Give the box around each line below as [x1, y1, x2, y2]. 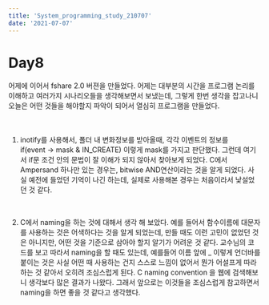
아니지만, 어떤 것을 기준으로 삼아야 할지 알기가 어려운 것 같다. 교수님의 [28, 238, 247, 247]
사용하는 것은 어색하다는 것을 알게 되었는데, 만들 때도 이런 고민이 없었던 [28, 227, 251, 237]
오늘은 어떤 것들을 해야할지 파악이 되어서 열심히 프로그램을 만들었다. [8, 101, 220, 110]
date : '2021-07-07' [8, 19, 74, 27]
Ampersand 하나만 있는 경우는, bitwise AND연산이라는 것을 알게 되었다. [19, 165, 247, 175]
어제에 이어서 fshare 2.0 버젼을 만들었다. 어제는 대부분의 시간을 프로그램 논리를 [8, 81, 255, 90]
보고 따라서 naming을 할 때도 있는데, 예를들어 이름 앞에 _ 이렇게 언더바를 [34, 247, 261, 257]
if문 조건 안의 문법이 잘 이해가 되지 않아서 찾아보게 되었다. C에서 [28, 155, 228, 165]
